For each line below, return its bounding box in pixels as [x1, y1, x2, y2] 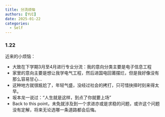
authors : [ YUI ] [5, 12, 36, 17]
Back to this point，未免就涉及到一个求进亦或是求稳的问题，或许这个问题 [12, 101, 160, 107]
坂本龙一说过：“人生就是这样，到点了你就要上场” [12, 94, 112, 101]
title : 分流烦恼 [5, 7, 35, 12]
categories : [5, 21, 30, 26]
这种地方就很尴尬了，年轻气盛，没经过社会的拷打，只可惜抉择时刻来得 [12, 82, 155, 88]
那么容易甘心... [12, 76, 42, 82]
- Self [9, 26, 23, 30]
